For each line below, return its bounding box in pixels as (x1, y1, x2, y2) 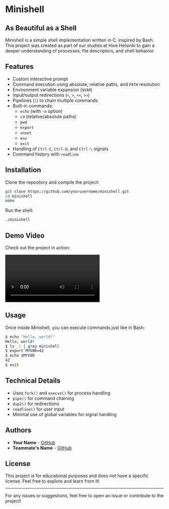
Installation (5, 166, 41, 174)
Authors (5, 426, 32, 435)
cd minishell (5, 194, 33, 199)
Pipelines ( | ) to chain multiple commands (12, 97, 98, 103)
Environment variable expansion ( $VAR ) (12, 86, 93, 92)
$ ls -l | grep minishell (5, 344, 59, 349)
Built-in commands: (12, 103, 53, 109)
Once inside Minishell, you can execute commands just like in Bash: (5, 325, 145, 331)
